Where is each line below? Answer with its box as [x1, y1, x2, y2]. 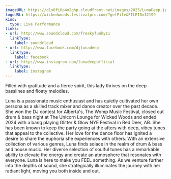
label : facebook [14, 54, 49, 60]
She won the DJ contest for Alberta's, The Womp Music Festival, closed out [5, 109, 164, 115]
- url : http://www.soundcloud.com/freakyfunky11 [5, 31, 110, 36]
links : [5, 26, 19, 31]
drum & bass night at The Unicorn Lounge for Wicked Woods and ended [5, 114, 157, 120]
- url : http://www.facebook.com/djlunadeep [5, 45, 99, 50]
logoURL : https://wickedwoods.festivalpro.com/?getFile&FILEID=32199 [5, 12, 156, 17]
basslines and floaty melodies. [5, 88, 69, 94]
